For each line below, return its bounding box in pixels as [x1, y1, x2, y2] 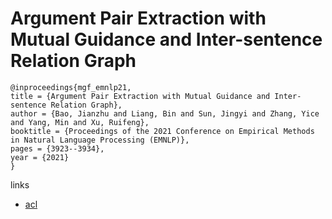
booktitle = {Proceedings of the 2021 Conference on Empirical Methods [10, 126, 315, 136]
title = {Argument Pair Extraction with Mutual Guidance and [10, 91, 271, 101]
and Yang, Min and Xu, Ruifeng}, [10, 117, 150, 127]
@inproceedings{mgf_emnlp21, [10, 82, 132, 92]
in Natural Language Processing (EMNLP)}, [10, 135, 190, 145]
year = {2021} [10, 152, 70, 162]
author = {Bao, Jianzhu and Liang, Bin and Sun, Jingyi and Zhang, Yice [10, 108, 320, 119]
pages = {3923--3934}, [10, 143, 105, 154]
